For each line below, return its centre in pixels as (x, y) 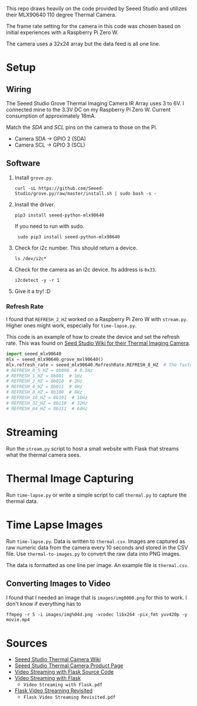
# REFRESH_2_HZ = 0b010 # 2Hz (44, 381)
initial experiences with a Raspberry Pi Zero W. (62, 32)
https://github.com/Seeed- (71, 188)
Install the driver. (35, 204)
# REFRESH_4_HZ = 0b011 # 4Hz (44, 387)
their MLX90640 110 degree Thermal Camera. (61, 15)
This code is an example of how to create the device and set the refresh (93, 337)
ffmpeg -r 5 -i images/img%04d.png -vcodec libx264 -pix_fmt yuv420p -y (97, 615)
